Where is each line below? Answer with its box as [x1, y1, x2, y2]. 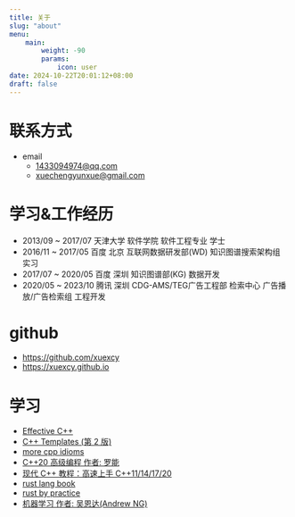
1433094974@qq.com [35, 160, 119, 171]
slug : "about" [9, 21, 62, 30]
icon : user [56, 63, 98, 72]
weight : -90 [41, 46, 86, 55]
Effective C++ [21, 426, 74, 437]
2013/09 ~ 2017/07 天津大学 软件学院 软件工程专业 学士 [21, 235, 225, 246]
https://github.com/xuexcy [21, 352, 120, 363]
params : [41, 54, 70, 63]
